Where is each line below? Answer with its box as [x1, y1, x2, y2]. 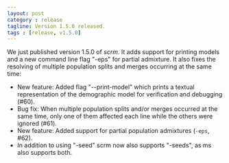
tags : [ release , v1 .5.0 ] [7, 29, 81, 36]
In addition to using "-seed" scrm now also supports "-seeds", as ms [16, 141, 212, 149]
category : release [7, 16, 63, 23]
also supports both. [16, 149, 73, 157]
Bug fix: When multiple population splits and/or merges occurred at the [16, 105, 218, 113]
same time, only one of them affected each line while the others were [16, 112, 213, 121]
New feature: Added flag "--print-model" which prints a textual [16, 83, 195, 91]
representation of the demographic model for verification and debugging [16, 90, 223, 99]
